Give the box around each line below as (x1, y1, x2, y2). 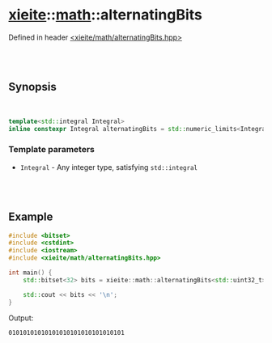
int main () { (8, 269, 53, 277)
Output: (8, 313, 34, 323)
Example (8, 210, 53, 224)
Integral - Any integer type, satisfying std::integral (19, 162, 198, 171)
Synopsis (8, 80, 57, 94)
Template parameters (8, 144, 95, 155)
